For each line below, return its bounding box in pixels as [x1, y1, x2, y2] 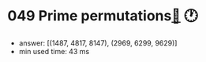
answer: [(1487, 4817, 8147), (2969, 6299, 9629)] [18, 38, 178, 48]
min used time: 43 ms [18, 46, 90, 56]
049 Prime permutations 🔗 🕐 [7, 7, 198, 25]
